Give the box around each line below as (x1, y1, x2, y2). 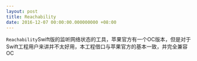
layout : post (6, 8, 38, 15)
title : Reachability (6, 14, 57, 20)
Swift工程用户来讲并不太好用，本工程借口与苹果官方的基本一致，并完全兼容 (6, 43, 188, 50)
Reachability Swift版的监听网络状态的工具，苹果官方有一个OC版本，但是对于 (6, 36, 191, 43)
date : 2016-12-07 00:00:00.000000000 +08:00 (6, 19, 117, 25)
